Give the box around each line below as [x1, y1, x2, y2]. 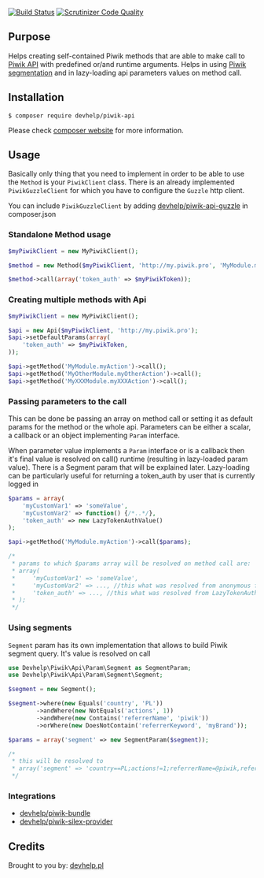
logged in [8, 479, 39, 489]
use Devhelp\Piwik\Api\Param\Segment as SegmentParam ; [8, 664, 192, 672]
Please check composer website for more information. [8, 125, 184, 135]
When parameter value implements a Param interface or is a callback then [8, 445, 245, 455]
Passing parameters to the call [8, 396, 127, 407]
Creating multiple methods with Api [8, 294, 147, 305]
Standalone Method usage [8, 229, 112, 240]
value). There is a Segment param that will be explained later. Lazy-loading [8, 462, 250, 472]
